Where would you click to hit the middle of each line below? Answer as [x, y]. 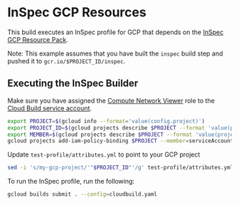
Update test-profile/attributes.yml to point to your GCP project [104, 154]
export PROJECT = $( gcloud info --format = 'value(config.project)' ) [106, 121]
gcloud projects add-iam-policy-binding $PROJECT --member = [99, 141]
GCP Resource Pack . [38, 39]
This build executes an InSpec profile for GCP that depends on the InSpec [116, 32]
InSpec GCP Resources [77, 12]
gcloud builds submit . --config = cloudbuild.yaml [83, 194]
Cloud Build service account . [50, 108]
